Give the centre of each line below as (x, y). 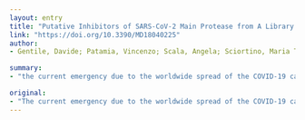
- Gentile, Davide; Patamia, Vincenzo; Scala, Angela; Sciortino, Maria (150, 52)
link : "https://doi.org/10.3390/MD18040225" (95, 35)
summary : (26, 68)
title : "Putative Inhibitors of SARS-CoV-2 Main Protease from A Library (152, 26)
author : (24, 43)
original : (28, 93)
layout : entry (36, 18)
